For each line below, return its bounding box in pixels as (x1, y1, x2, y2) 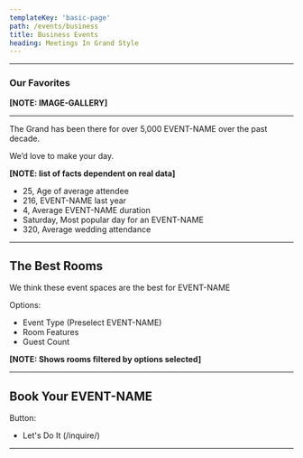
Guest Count (22, 336, 70, 348)
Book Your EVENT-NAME (9, 388, 153, 404)
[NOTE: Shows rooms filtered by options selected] (9, 354, 201, 365)
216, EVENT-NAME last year (22, 195, 127, 206)
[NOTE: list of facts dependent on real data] (9, 168, 176, 179)
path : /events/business (9, 22, 99, 31)
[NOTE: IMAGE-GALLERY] (9, 97, 108, 108)
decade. (9, 133, 41, 144)
